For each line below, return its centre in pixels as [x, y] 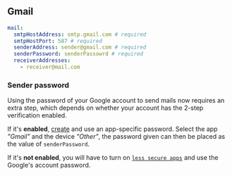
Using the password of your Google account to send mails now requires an [116, 101]
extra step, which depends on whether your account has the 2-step [105, 108]
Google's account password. [49, 165]
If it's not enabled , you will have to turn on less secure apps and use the [113, 158]
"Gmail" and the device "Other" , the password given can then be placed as [116, 137]
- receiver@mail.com [50, 67]
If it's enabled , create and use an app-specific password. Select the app [112, 129]
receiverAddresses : [42, 61]
